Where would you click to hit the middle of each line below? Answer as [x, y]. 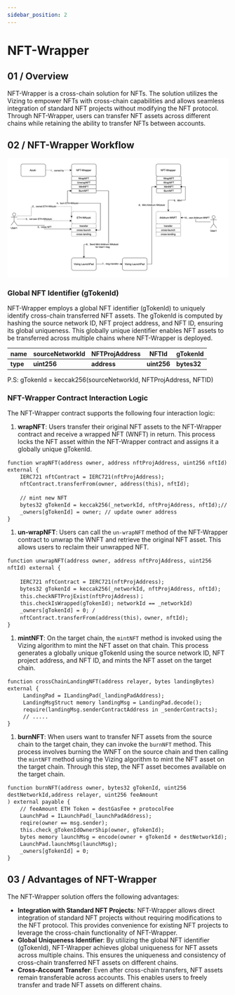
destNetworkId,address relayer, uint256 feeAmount [83, 795]
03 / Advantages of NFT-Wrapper [82, 879]
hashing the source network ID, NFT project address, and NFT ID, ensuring [115, 323]
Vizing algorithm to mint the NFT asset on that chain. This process [113, 645]
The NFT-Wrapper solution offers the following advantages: [93, 897]
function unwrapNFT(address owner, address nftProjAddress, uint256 [109, 561]
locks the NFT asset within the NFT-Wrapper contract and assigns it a [118, 441]
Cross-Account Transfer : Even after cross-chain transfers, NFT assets [120, 970]
